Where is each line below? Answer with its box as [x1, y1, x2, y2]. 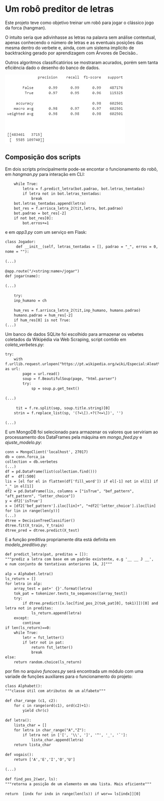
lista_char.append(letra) [31, 737, 84, 742]
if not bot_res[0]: [14, 216, 54, 221]
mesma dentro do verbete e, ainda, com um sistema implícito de [5, 45, 134, 50]
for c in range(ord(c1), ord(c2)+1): [14, 703, 91, 708]
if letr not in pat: [22, 640, 64, 645]
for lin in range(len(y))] [5, 508, 60, 513]
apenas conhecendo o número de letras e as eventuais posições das [5, 39, 143, 45]
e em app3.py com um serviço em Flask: [5, 229, 87, 235]
